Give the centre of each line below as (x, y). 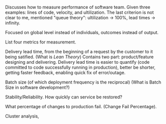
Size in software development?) (38, 87)
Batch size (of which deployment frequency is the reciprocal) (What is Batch (83, 82)
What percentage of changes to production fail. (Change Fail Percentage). (81, 106)
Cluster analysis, (22, 116)
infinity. (13, 23)
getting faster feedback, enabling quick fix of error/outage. (65, 73)
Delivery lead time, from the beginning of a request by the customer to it (79, 52)
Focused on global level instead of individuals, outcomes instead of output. (82, 32)
